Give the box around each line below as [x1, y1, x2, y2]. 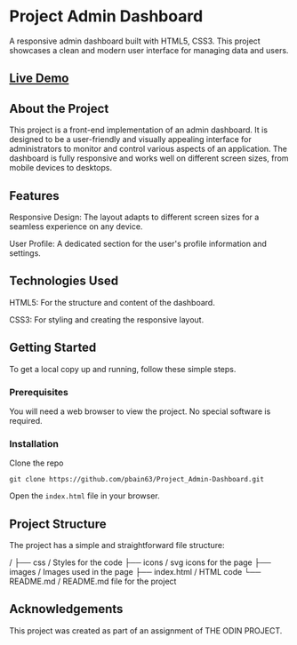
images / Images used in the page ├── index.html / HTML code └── [9, 566, 261, 577]
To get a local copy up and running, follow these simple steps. [9, 363, 237, 374]
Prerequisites [9, 386, 68, 398]
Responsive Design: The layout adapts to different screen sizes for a [9, 211, 260, 222]
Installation [9, 437, 60, 450]
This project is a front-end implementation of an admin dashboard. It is [9, 124, 269, 135]
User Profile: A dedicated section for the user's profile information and [9, 238, 267, 249]
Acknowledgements [9, 601, 124, 617]
